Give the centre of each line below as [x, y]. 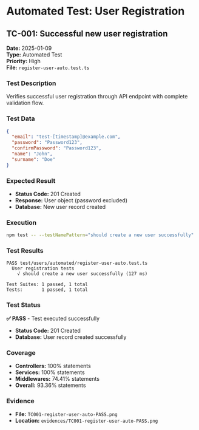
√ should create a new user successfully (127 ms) [83, 274]
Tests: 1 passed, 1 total [47, 290]
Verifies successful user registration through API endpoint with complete [97, 97]
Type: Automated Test [34, 55]
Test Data [21, 118]
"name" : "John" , [32, 154]
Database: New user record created [60, 207]
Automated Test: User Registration [96, 11]
